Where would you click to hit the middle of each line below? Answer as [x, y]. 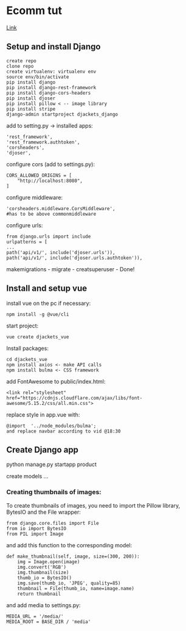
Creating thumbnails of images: [54, 492]
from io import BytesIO [36, 528]
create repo [21, 61]
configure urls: [25, 225]
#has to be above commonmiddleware [51, 214]
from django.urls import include [49, 236]
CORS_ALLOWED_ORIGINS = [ [39, 175]
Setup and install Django [53, 47]
